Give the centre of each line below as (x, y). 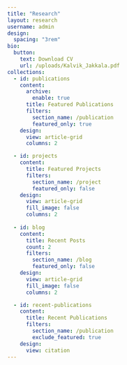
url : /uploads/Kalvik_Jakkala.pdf (70, 66)
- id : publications (42, 79)
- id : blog (29, 228)
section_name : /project (67, 182)
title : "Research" (34, 14)
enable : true (51, 98)
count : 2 (38, 247)
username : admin (31, 27)
